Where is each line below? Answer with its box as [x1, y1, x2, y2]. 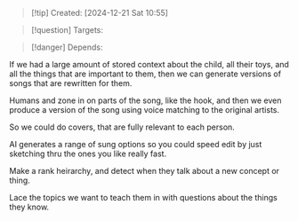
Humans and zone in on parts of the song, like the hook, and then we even [9, 95, 282, 106]
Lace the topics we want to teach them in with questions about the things [9, 193, 278, 202]
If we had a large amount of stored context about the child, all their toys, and [9, 59, 289, 69]
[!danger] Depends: [30, 42, 103, 52]
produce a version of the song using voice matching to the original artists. [9, 105, 280, 114]
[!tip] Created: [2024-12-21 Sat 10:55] [30, 8, 169, 18]
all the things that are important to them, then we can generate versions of [9, 68, 282, 79]
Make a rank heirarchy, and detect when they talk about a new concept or [9, 166, 280, 176]
